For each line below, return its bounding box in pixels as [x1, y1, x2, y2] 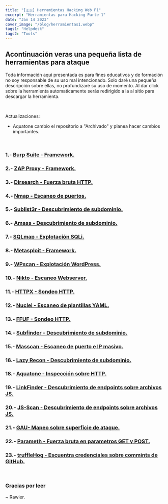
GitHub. [5, 458, 25, 465]
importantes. [12, 128, 40, 134]
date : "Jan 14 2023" [5, 17, 49, 22]
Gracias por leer [5, 482, 46, 489]
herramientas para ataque [5, 58, 90, 67]
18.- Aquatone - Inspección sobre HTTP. [5, 370, 107, 377]
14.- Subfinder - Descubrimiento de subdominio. [5, 329, 128, 336]
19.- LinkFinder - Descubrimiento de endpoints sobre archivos [5, 384, 162, 391]
